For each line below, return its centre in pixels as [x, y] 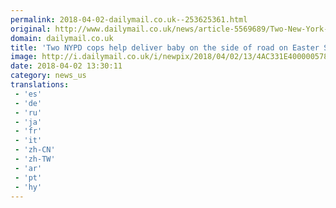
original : [31, 29]
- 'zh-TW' [35, 159]
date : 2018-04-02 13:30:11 [66, 66]
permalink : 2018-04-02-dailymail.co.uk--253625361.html [129, 19]
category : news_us [48, 76]
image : [24, 57]
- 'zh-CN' [35, 150]
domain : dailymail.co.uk [62, 38]
